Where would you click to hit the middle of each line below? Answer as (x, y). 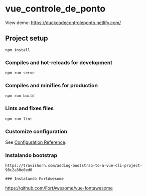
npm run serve (20, 73)
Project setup (27, 38)
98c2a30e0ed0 (19, 170)
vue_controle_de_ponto (55, 9)
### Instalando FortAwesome (35, 179)
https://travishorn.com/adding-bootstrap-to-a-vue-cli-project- (74, 166)
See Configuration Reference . (36, 142)
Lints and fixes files (30, 108)
